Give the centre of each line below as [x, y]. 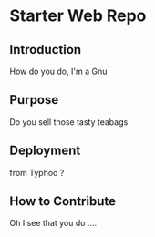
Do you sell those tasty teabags [69, 122]
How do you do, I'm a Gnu [58, 71]
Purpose [34, 100]
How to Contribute [63, 201]
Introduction [46, 50]
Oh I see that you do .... [53, 223]
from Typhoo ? [37, 172]
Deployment [45, 151]
